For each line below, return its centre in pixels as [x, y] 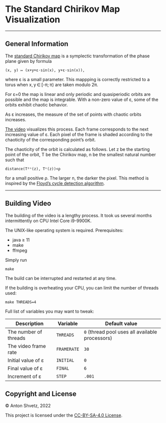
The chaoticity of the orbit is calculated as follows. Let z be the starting [77, 149]
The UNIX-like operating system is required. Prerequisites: [64, 230]
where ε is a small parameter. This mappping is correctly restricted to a [77, 79]
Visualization [33, 20]
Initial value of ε [26, 360]
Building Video [28, 204]
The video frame [27, 346]
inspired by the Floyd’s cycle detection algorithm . [55, 183]
